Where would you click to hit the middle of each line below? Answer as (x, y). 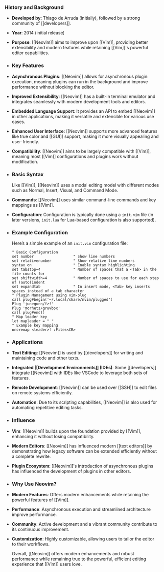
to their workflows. (31, 544)
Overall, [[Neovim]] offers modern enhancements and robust (73, 554)
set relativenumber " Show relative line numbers (73, 261)
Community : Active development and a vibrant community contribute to (84, 524)
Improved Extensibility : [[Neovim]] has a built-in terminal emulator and (83, 96)
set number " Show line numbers (63, 257)
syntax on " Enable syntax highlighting (73, 265)
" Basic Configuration (35, 253)
